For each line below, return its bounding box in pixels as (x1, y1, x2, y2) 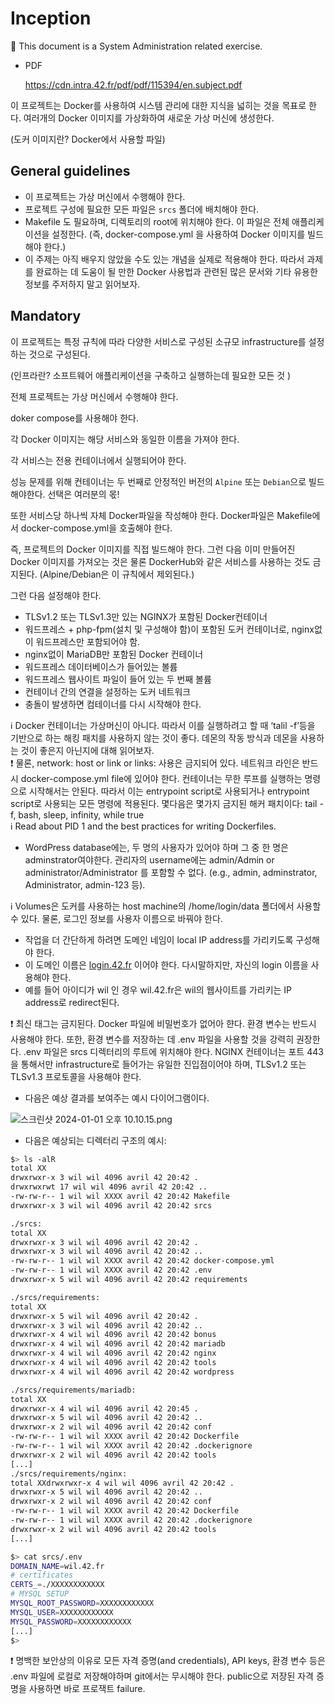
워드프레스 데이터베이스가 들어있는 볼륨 (24, 660, 178, 672)
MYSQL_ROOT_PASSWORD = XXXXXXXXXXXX (10, 1598, 155, 1609)
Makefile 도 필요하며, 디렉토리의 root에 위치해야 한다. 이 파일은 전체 (24, 215, 290, 227)
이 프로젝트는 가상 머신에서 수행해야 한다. (24, 190, 186, 202)
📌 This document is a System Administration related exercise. (10, 40, 263, 52)
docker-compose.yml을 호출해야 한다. (20, 522, 173, 534)
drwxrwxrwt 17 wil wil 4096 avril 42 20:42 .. (10, 1182, 208, 1192)
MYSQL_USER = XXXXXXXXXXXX (10, 1607, 114, 1617)
